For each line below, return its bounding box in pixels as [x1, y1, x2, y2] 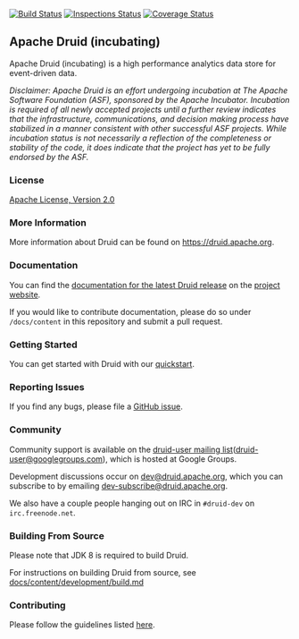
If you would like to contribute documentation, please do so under [9, 306, 252, 317]
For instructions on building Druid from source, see [9, 567, 196, 577]
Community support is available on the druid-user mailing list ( [9, 444, 237, 455]
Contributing [9, 599, 66, 611]
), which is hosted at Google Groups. [102, 453, 237, 464]
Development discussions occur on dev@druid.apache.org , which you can [9, 471, 284, 481]
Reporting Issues [9, 380, 85, 393]
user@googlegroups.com [9, 453, 104, 464]
